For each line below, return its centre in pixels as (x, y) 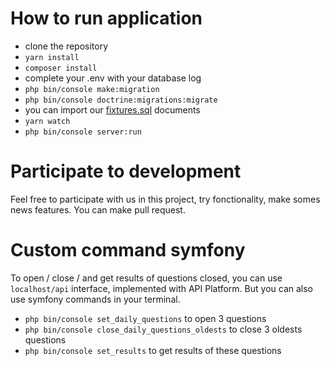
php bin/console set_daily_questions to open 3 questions (145, 318)
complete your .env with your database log (113, 78)
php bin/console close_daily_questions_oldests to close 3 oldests (163, 329)
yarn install (52, 57)
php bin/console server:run (83, 132)
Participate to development (126, 171)
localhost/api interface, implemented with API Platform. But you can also (161, 288)
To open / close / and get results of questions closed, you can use (146, 278)
